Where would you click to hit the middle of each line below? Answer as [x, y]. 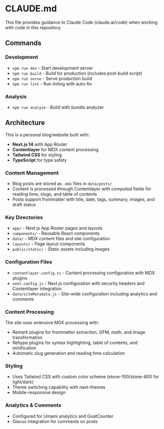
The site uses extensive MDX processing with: [52, 322]
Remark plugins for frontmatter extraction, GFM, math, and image [79, 332]
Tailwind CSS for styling [37, 155]
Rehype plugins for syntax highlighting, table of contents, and [75, 343]
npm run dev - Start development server [53, 68]
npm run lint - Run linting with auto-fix [52, 84]
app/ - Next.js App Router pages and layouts [57, 228]
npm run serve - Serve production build [52, 78]
